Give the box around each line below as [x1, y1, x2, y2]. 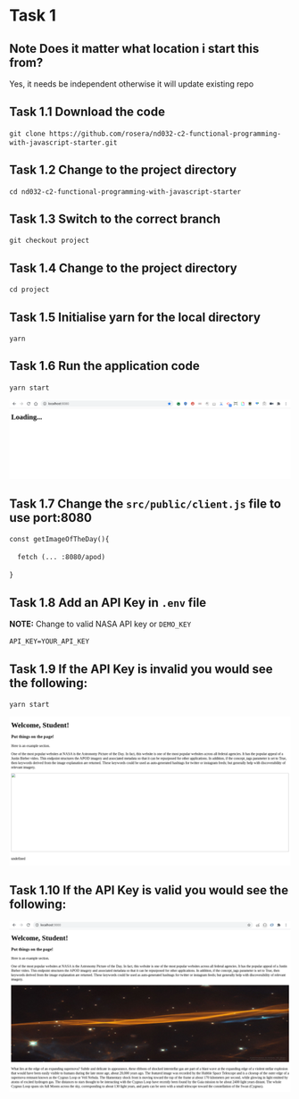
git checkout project [9, 236, 90, 246]
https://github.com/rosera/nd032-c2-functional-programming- [48, 129, 281, 138]
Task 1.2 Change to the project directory [9, 163, 237, 178]
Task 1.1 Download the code [9, 105, 165, 120]
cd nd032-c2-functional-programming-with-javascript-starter [9, 187, 242, 197]
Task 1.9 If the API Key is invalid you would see [9, 661, 274, 676]
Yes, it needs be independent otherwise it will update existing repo [9, 79, 254, 89]
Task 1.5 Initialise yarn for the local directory [9, 309, 262, 324]
